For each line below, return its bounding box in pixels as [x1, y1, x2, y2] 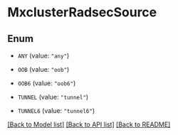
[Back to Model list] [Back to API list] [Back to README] [7, 120, 171, 129]
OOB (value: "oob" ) [17, 65, 70, 73]
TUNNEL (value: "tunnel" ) [17, 93, 89, 101]
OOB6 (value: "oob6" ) [17, 79, 76, 87]
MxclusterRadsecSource [7, 4, 157, 21]
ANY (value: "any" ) [17, 51, 70, 60]
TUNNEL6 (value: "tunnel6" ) [17, 107, 95, 114]
